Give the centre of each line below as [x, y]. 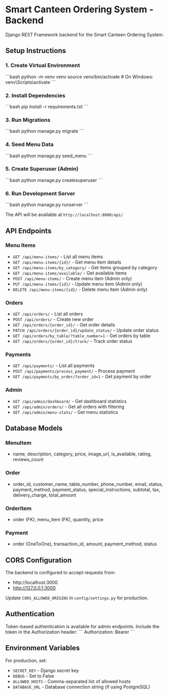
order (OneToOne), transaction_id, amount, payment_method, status [85, 544]
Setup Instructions [36, 51]
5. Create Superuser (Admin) [42, 169]
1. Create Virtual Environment [43, 65]
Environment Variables [43, 648]
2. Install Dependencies [35, 95]
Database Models [34, 428]
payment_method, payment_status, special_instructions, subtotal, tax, [87, 489]
